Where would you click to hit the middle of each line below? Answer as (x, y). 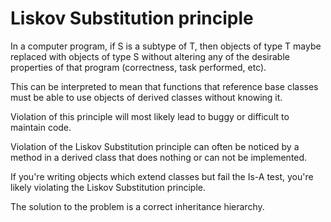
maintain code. (41, 127)
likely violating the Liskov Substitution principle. (108, 187)
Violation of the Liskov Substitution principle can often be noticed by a (155, 146)
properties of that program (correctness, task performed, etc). (138, 67)
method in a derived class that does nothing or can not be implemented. (159, 157)
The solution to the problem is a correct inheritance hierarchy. (137, 206)
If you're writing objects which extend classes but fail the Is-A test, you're (162, 176)
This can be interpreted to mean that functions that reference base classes (164, 86)
